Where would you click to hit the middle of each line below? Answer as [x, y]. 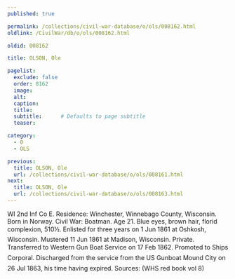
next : [15, 181]
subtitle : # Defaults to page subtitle [80, 116]
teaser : [25, 123]
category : [22, 136]
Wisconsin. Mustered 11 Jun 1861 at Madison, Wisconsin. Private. [101, 239]
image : [23, 90]
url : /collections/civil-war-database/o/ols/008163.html [99, 194]
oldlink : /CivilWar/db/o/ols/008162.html [69, 33]
